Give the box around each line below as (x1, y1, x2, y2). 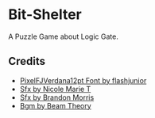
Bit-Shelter (8, 6, 82, 24)
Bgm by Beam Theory (19, 101, 91, 110)
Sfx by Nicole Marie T (19, 84, 91, 93)
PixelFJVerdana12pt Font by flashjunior (19, 75, 147, 85)
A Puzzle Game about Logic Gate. (8, 32, 119, 41)
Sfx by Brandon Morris (19, 93, 95, 102)
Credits (8, 55, 46, 68)
